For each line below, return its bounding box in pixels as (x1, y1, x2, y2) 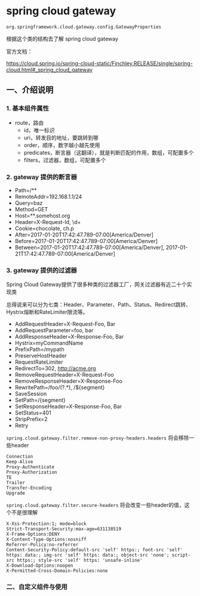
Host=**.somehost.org (14, 212, 70, 219)
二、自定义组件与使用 (6, 583, 67, 591)
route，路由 (14, 119, 44, 126)
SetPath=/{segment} (14, 397, 66, 404)
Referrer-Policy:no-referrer (6, 542, 79, 548)
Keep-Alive (6, 459, 33, 465)
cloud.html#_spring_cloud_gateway (6, 66, 93, 73)
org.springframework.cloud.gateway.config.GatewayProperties (6, 24, 162, 30)
